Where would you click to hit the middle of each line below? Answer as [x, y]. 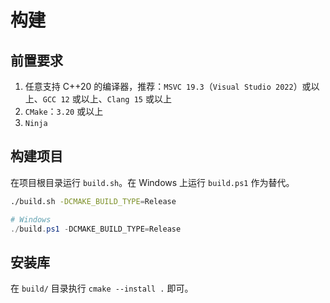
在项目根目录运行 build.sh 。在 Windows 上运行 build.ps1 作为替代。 [152, 182]
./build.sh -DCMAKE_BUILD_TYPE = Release [93, 201]
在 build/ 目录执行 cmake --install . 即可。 [102, 288]
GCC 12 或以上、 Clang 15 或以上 [107, 99]
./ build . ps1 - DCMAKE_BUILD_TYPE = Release [96, 229]
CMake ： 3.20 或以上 [64, 111]
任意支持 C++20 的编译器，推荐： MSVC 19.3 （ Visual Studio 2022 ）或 [168, 86]
